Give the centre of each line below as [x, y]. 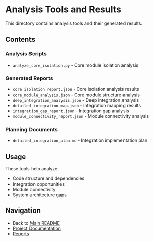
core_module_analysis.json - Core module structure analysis [76, 95]
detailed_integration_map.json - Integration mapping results [77, 105]
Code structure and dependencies [49, 178]
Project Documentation [37, 228]
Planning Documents [32, 129]
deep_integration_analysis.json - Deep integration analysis [75, 100]
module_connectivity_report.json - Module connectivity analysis [81, 116]
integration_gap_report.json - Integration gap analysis [71, 111]
